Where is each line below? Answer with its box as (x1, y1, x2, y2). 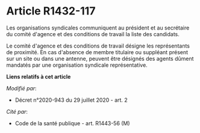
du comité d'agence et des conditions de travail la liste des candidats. (6, 30, 180, 37)
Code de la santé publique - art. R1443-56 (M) (14, 119, 131, 127)
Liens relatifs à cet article (6, 73, 71, 80)
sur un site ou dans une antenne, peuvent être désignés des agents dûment (6, 55, 194, 62)
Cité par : (6, 108, 28, 115)
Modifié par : (6, 84, 37, 91)
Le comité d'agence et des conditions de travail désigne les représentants (6, 42, 190, 49)
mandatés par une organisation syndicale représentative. (6, 61, 148, 69)
